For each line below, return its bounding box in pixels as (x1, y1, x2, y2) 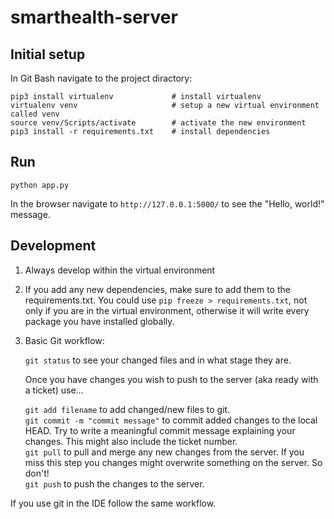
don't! (24, 467, 50, 479)
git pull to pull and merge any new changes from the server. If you (24, 446, 305, 458)
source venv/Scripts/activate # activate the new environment (10, 118, 307, 128)
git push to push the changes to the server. (24, 477, 205, 490)
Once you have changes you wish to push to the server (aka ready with (24, 373, 319, 385)
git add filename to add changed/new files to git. (24, 403, 231, 415)
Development (10, 237, 97, 255)
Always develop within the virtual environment (24, 264, 216, 276)
